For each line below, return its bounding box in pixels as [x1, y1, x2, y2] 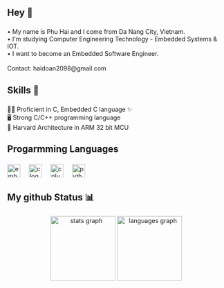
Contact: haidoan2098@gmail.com [7, 64, 107, 73]
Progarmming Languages [7, 143, 119, 155]
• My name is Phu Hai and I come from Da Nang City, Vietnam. [7, 28, 185, 36]
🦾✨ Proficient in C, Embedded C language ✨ [7, 105, 133, 113]
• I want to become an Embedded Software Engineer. [7, 50, 159, 58]
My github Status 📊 [7, 191, 95, 204]
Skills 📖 [7, 84, 39, 96]
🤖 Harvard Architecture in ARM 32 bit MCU [7, 123, 129, 131]
